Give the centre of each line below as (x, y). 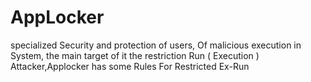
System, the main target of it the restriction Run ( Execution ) (135, 55)
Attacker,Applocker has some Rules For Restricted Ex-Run (130, 66)
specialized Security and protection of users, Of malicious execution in (156, 45)
